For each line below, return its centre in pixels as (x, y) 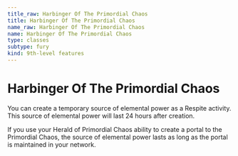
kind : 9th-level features (46, 54)
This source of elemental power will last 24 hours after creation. (101, 116)
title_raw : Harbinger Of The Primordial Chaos (78, 14)
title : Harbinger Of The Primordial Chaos (71, 21)
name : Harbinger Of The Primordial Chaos (70, 34)
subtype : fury (29, 47)
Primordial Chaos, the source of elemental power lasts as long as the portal (118, 137)
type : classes (29, 40)
